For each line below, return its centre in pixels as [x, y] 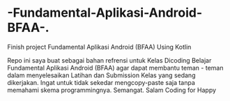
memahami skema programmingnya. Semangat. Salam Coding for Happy [112, 90]
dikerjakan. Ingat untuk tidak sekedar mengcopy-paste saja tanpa [101, 82]
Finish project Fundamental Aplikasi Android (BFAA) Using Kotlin [99, 47]
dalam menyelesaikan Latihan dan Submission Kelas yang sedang [101, 75]
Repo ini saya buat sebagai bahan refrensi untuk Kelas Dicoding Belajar [109, 60]
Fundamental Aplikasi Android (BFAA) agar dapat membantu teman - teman [115, 68]
